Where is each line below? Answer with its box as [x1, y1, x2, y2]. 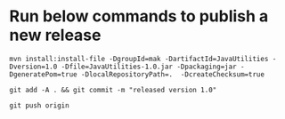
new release [9, 25, 102, 45]
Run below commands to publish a [9, 6, 269, 27]
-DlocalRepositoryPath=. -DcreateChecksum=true [80, 69, 265, 79]
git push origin [9, 100, 69, 110]
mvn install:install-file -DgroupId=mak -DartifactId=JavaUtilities [9, 54, 269, 63]
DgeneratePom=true [9, 69, 77, 79]
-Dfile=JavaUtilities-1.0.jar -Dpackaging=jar [61, 62, 238, 71]
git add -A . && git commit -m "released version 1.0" [9, 85, 217, 94]
